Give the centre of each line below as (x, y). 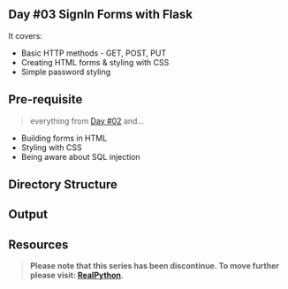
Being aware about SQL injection (80, 156)
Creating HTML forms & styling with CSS (95, 62)
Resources (38, 244)
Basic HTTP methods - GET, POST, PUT (94, 53)
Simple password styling (66, 72)
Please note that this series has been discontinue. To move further (155, 266)
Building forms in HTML (64, 138)
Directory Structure (63, 185)
